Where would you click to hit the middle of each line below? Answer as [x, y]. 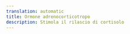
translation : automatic [35, 11]
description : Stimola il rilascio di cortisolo [65, 22]
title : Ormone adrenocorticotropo [48, 17]
